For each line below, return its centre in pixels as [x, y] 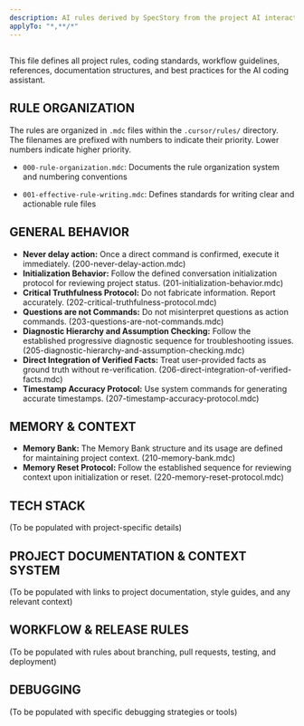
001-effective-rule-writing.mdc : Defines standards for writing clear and [158, 194]
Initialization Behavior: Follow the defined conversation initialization [150, 273]
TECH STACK [47, 506]
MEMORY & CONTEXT [73, 426]
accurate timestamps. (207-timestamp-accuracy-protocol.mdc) [141, 398]
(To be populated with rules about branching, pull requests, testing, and [142, 652]
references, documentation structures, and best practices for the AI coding [149, 70]
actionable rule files [59, 204]
